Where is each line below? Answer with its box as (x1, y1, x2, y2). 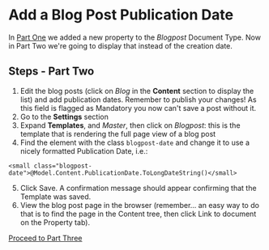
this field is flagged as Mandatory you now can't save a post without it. (19, 103, 257, 112)
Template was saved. (19, 192, 92, 201)
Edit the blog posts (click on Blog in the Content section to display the (19, 86, 254, 95)
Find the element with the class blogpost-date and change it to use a (19, 138, 250, 147)
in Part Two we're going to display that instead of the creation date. (8, 40, 233, 50)
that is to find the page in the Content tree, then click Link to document (19, 209, 257, 218)
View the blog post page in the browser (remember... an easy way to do (19, 200, 259, 210)
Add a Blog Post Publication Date (8, 6, 233, 24)
